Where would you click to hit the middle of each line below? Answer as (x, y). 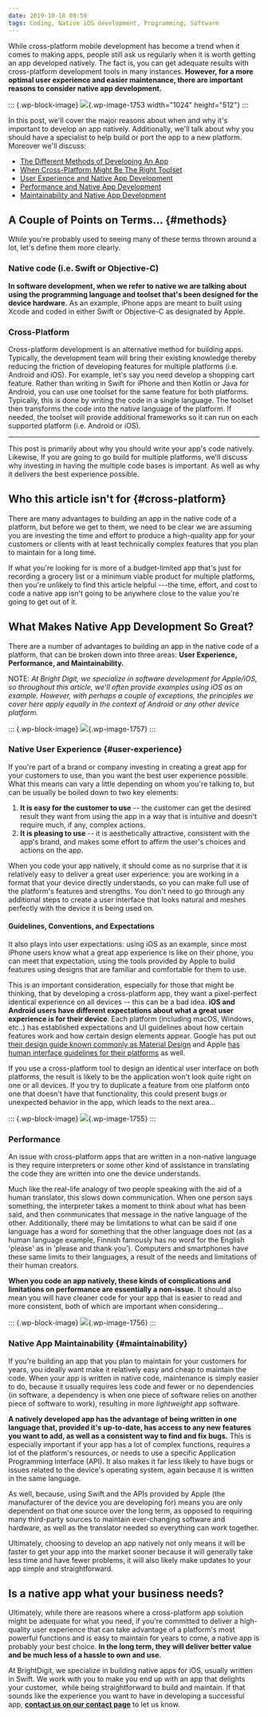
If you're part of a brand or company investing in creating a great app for (128, 766)
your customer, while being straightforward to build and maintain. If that (127, 1687)
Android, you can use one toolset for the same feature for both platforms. (128, 391)
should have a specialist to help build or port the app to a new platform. (125, 137)
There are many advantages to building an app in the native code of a (122, 518)
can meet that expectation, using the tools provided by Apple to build (122, 961)
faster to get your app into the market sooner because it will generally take (131, 1551)
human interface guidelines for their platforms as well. (97, 1053)
